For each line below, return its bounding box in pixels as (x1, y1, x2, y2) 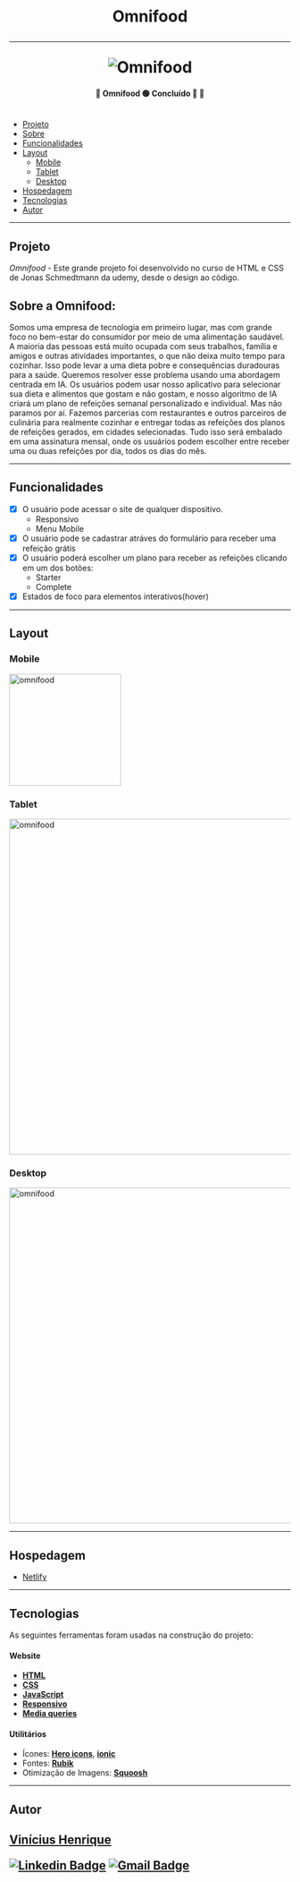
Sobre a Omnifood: (9, 298, 116, 313)
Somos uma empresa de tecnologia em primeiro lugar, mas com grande (9, 322, 272, 333)
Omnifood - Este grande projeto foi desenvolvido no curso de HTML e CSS (9, 262, 284, 274)
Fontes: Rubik (21, 1758, 74, 1769)
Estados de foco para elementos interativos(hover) (21, 591, 210, 602)
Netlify (21, 1571, 47, 1582)
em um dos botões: (21, 562, 94, 574)
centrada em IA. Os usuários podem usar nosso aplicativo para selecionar (9, 379, 281, 390)
